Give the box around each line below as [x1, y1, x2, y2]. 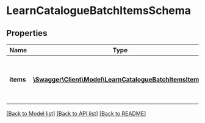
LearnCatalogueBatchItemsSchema [6, 4, 191, 18]
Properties [6, 28, 48, 38]
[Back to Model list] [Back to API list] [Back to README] [6, 110, 146, 117]
